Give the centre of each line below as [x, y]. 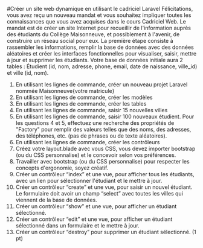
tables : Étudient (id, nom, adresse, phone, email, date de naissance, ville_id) [102, 66]
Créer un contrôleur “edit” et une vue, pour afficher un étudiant [94, 219]
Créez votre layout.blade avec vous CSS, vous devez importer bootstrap [105, 148]
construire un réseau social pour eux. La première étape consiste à [90, 41]
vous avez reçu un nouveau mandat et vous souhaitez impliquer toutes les [99, 15]
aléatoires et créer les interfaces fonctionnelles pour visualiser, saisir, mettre [102, 53]
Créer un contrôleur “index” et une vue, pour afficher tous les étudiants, [105, 174]
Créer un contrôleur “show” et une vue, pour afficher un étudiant [96, 206]
